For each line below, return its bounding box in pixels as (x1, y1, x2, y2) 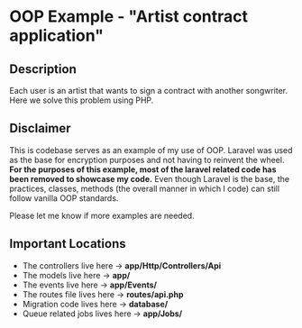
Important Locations (9, 236, 126, 251)
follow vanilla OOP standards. (9, 192, 119, 204)
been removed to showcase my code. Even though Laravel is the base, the (9, 173, 290, 184)
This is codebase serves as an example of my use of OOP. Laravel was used (9, 144, 293, 155)
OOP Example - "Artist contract (9, 6, 249, 27)
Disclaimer (9, 121, 71, 136)
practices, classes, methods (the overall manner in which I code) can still (9, 183, 280, 194)
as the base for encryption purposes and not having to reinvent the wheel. (9, 154, 285, 165)
